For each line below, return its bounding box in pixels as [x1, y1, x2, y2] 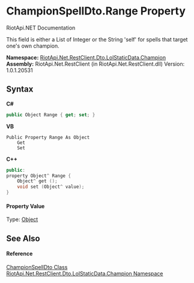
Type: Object [6, 216, 38, 223]
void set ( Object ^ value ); [17, 184, 85, 190]
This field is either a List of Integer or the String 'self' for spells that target [6, 36, 188, 43]
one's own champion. [6, 42, 60, 49]
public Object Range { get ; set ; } [6, 111, 95, 118]
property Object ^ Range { [6, 173, 71, 179]
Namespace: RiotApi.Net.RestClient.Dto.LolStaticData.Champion [6, 54, 166, 61]
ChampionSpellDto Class [6, 263, 68, 270]
